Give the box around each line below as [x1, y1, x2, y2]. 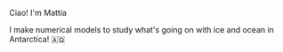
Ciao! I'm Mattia [9, 8, 67, 18]
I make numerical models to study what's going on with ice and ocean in [9, 25, 274, 34]
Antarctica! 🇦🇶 [9, 34, 66, 44]
